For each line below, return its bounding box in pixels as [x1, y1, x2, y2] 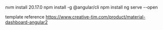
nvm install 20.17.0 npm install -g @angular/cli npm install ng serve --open [5, 4, 158, 10]
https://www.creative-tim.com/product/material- [45, 14, 145, 19]
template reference [5, 14, 45, 19]
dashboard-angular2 [5, 19, 48, 25]
